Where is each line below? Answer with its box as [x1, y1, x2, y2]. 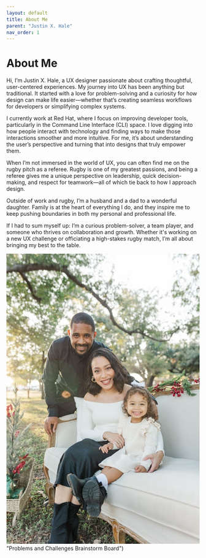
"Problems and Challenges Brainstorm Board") [6, 545, 124, 552]
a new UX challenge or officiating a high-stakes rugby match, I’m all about [6, 235, 193, 242]
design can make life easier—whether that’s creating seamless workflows [6, 96, 192, 104]
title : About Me [6, 16, 48, 23]
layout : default [6, 10, 48, 16]
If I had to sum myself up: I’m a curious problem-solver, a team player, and [6, 222, 194, 229]
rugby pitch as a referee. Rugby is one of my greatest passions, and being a [6, 166, 198, 173]
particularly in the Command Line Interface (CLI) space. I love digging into [6, 121, 193, 129]
